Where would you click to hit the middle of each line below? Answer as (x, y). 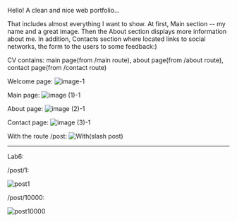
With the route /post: (37, 136)
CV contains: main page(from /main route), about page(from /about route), (115, 60)
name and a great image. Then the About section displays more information (117, 31)
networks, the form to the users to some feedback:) (82, 46)
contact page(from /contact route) (57, 68)
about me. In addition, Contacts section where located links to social (107, 39)
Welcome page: (30, 81)
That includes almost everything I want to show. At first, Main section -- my (116, 24)
